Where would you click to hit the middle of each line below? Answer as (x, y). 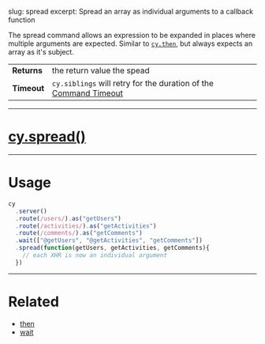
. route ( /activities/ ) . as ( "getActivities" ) (86, 226)
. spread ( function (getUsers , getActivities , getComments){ (113, 248)
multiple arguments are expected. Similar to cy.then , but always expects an (131, 43)
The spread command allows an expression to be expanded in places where (132, 35)
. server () (31, 211)
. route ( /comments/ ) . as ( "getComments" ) (79, 233)
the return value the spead (101, 70)
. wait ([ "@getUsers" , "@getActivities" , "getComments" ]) (109, 240)
